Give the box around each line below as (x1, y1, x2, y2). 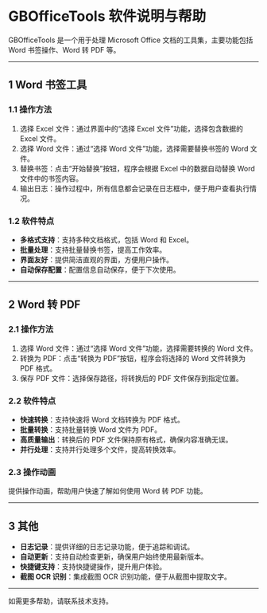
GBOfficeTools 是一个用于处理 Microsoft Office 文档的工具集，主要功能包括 (8, 35, 253, 45)
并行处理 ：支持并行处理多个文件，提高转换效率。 (19, 444, 180, 454)
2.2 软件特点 (8, 395, 56, 407)
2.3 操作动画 (8, 466, 56, 477)
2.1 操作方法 (8, 324, 54, 335)
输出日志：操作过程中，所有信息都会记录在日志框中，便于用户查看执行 (19, 183, 250, 193)
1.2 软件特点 (8, 215, 55, 226)
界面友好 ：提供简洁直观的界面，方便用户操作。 (19, 254, 173, 264)
